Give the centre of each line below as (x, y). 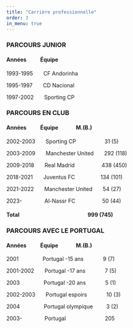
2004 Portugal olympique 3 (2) (63, 307)
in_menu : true (24, 23)
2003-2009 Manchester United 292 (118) (67, 153)
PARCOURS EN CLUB (38, 113)
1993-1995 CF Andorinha (42, 73)
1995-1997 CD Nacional (41, 85)
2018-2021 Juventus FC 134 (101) (65, 177)
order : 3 (17, 18)
